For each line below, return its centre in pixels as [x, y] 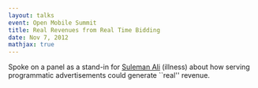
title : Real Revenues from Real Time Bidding [84, 30]
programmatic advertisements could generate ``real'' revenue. [109, 75]
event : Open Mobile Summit [52, 23]
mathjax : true [32, 45]
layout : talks [32, 15]
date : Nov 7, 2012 [38, 37]
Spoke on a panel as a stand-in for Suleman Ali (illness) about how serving [129, 67]
